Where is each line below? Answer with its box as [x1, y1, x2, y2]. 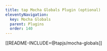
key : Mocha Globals [10, 17, 51, 22]
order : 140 [10, 26, 33, 31]
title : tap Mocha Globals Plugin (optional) [5, 7, 101, 13]
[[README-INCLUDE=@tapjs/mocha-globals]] [5, 40, 102, 46]
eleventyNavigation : [5, 12, 49, 17]
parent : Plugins [10, 21, 44, 27]
